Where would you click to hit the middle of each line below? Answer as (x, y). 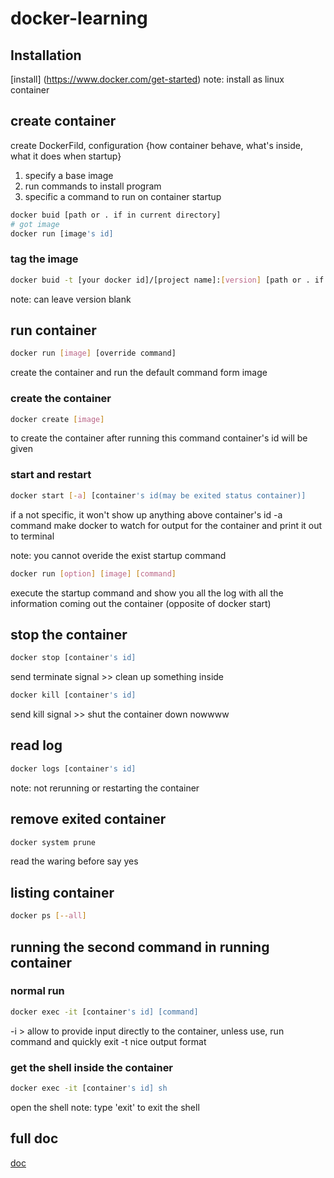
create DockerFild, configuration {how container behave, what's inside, (156, 145)
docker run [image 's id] (62, 233)
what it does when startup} (66, 156)
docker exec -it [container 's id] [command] (104, 1012)
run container (53, 330)
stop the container (69, 634)
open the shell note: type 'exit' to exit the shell (105, 1107)
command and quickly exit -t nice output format (108, 1041)
